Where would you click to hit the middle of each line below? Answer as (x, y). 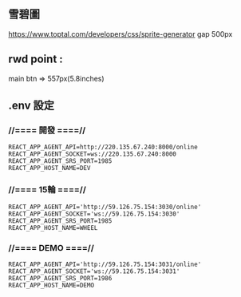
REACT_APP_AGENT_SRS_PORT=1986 (60, 278)
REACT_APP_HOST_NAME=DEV (49, 168)
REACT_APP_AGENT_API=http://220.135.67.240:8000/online (103, 147)
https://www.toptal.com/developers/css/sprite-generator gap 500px (120, 34)
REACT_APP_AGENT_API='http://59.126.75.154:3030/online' (105, 207)
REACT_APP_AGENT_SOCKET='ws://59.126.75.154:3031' (94, 271)
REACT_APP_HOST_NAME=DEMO (51, 285)
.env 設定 (31, 106)
